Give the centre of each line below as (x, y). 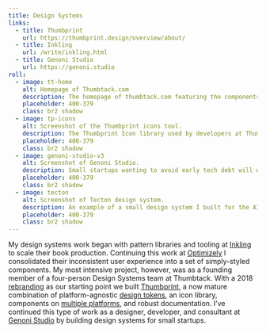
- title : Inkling (44, 45)
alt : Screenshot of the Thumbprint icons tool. (102, 126)
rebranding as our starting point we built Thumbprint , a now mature (118, 287)
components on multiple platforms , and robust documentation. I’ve (117, 304)
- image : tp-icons (46, 119)
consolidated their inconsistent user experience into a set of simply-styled (129, 262)
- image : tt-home (44, 82)
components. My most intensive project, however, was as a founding (120, 270)
